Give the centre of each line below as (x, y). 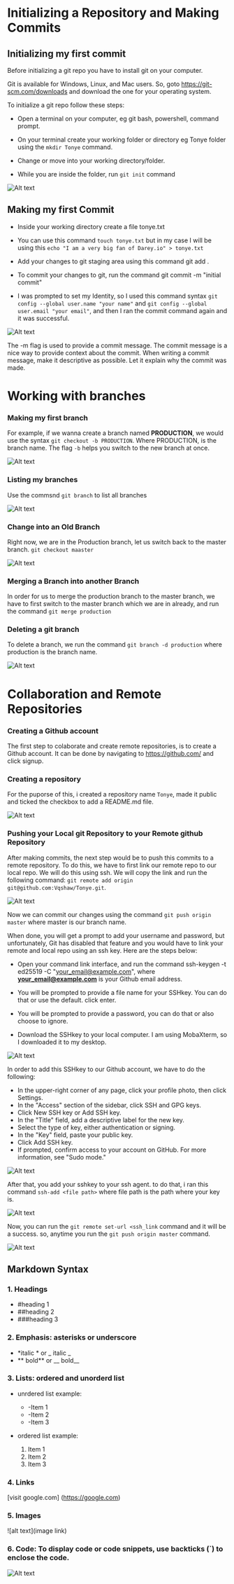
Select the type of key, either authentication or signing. (96, 1127)
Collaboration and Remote (85, 694)
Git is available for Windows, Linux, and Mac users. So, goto (94, 84)
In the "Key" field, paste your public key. (75, 1135)
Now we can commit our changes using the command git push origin (109, 914)
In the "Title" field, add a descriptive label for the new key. (101, 1120)
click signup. (25, 761)
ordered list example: (48, 1435)
